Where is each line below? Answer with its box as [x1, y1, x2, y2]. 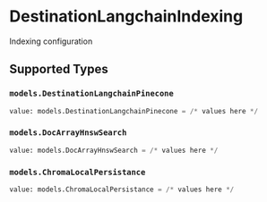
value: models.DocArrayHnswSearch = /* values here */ [9, 146, 219, 155]
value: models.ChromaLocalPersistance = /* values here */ [9, 185, 235, 194]
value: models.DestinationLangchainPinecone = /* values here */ [9, 106, 258, 115]
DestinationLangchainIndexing [9, 6, 244, 27]
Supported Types [9, 62, 109, 77]
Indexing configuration [9, 36, 93, 46]
